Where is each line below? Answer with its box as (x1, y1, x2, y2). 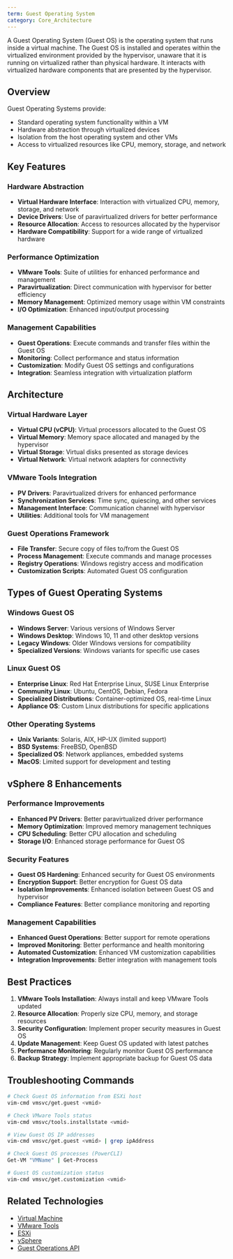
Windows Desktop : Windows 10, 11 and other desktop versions (17, 631, 199, 640)
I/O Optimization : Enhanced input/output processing (17, 305, 170, 314)
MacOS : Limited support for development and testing (17, 757, 171, 766)
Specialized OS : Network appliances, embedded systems (17, 750, 183, 759)
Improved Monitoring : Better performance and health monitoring (17, 941, 204, 949)
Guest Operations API (17, 1244, 80, 1252)
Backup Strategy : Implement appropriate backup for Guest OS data (17, 1054, 213, 1062)
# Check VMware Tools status (7, 1112, 92, 1119)
